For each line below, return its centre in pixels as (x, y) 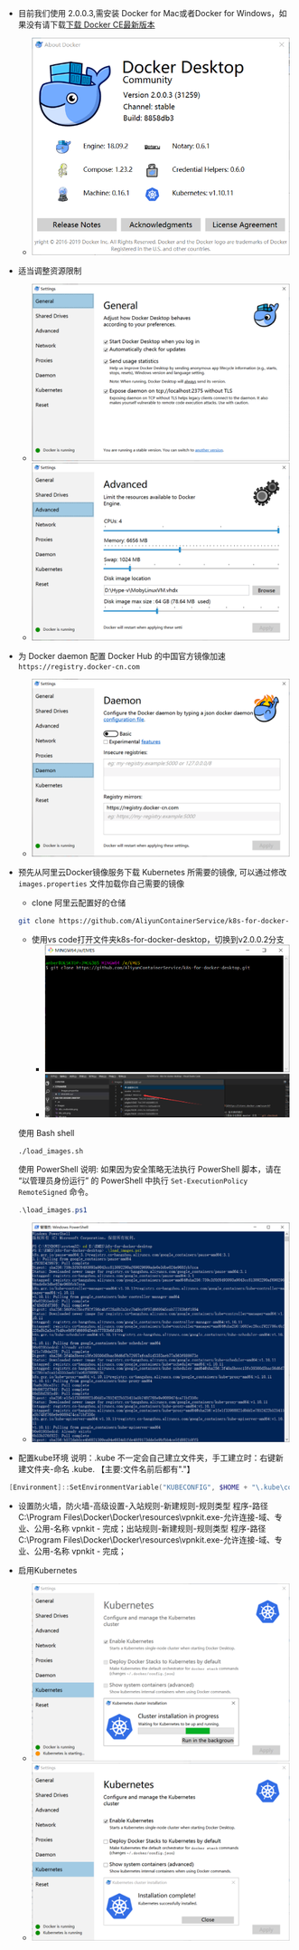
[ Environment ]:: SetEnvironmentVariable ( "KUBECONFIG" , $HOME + (128, 1487)
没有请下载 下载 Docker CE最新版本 (90, 24)
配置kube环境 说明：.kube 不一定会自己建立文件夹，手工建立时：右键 (147, 1458)
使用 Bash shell (46, 1133)
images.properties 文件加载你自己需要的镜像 (101, 883)
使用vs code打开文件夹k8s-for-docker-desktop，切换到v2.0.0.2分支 (158, 939)
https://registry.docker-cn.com (79, 667)
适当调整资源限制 (50, 271)
